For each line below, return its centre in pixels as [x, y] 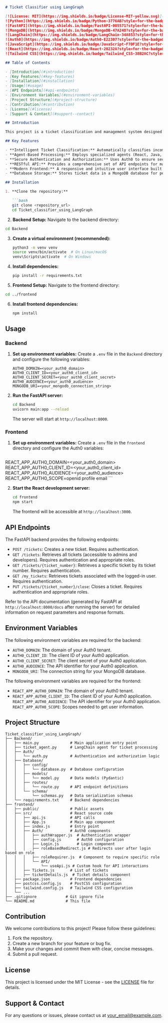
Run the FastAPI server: [38, 395]
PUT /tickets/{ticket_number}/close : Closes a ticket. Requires [77, 587]
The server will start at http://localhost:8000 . [60, 419]
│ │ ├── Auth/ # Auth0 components [58, 831]
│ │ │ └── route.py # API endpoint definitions [67, 787]
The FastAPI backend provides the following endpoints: [62, 539]
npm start [23, 502]
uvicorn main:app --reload [40, 409]
